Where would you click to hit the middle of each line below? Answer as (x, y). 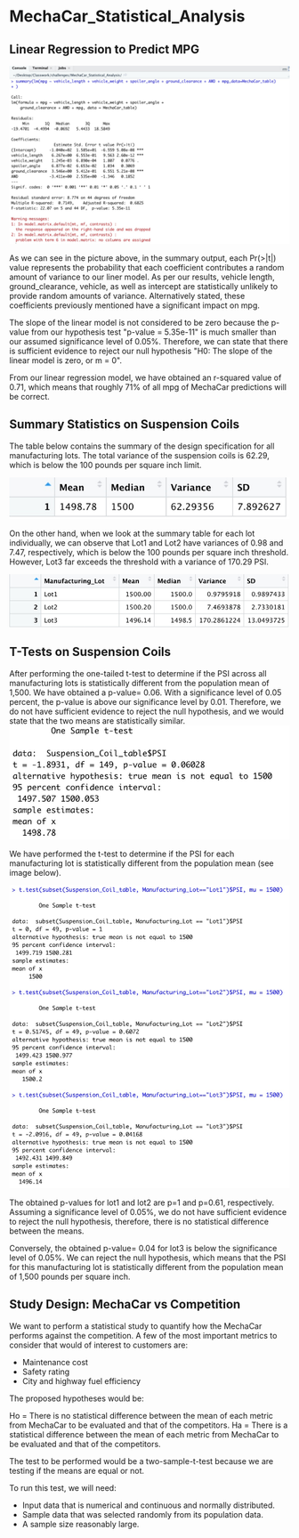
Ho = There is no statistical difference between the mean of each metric (141, 1415)
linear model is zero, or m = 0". (66, 360)
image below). (36, 872)
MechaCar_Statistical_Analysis (127, 16)
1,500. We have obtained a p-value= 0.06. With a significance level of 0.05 (145, 692)
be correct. (30, 396)
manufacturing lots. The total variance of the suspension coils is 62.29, (139, 455)
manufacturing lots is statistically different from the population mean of (139, 683)
